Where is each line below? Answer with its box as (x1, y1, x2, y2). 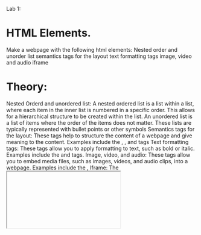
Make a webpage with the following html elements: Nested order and (6, 46, 178, 53)
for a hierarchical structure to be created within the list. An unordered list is (6, 113, 193, 120)
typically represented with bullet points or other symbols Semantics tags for (6, 125, 195, 133)
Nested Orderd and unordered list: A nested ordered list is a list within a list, (6, 99, 194, 107)
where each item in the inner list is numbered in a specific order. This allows (6, 106, 195, 113)
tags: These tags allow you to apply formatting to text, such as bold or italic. (6, 145, 195, 152)
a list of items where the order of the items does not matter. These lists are (6, 119, 192, 126)
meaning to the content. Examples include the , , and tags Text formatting (6, 138, 189, 145)
